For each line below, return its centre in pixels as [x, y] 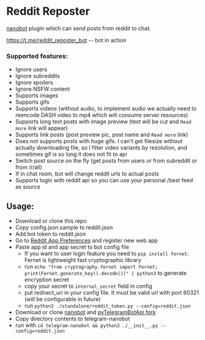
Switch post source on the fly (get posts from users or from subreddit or [106, 161]
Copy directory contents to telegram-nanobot [73, 319]
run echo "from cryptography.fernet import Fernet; [91, 267]
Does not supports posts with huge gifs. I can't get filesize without [99, 141]
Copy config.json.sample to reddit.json [64, 228]
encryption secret [47, 280]
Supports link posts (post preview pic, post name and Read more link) [102, 135]
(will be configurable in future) [62, 299]
